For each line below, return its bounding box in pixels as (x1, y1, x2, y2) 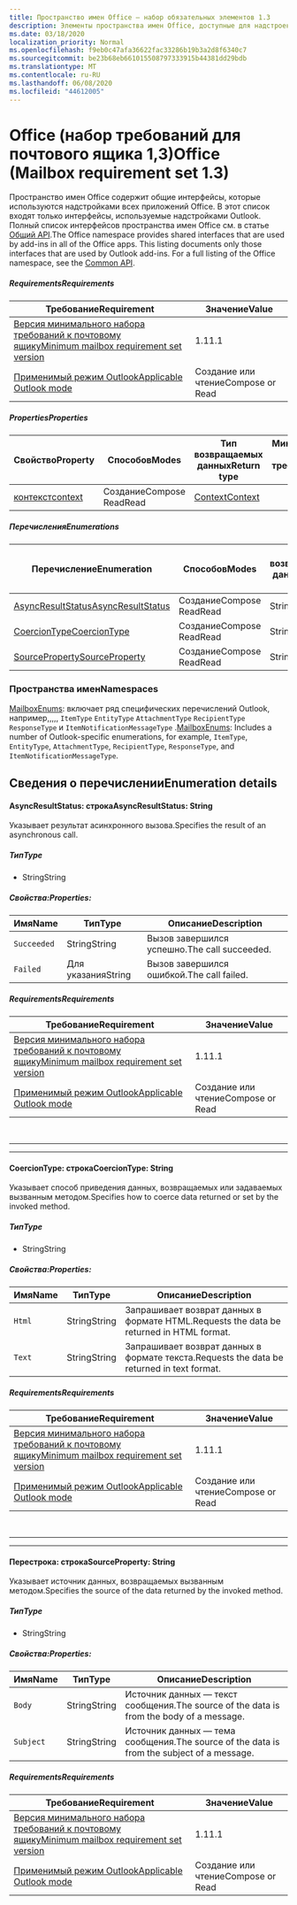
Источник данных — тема (125, 1724, 236, 1737)
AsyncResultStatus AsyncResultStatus (13, 600, 171, 612)
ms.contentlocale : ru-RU (9, 71, 101, 80)
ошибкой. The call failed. (147, 969, 249, 981)
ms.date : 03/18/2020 (9, 29, 86, 38)
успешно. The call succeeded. (147, 943, 272, 956)
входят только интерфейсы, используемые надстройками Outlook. (9, 211, 262, 221)
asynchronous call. (9, 829, 79, 841)
